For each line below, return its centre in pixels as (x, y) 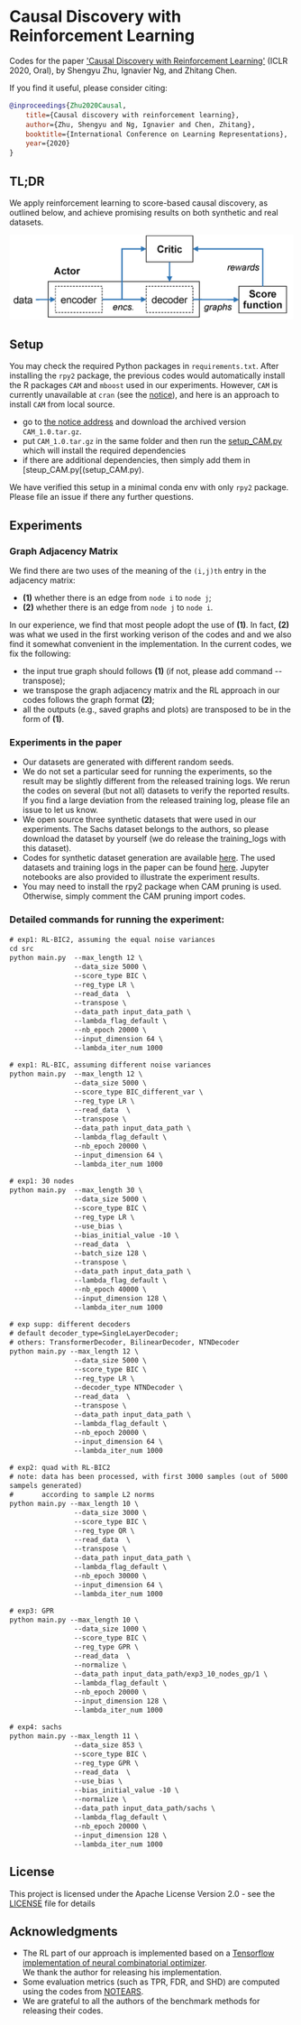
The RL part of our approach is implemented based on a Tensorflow (148, 1953)
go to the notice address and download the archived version (134, 422)
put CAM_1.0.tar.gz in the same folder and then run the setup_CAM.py (152, 441)
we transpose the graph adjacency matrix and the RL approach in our (151, 690)
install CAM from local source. (62, 404)
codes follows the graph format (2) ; (88, 700)
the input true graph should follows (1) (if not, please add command (147, 671)
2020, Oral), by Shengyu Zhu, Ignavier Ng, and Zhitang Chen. (123, 70)
